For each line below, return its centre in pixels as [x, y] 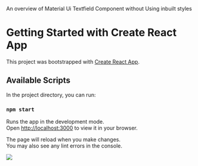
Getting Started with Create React [92, 33]
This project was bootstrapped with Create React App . [73, 61]
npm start [20, 109]
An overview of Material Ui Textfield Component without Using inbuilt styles [99, 9]
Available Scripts [38, 81]
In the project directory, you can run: [51, 95]
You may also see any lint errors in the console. [64, 146]
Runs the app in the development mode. [55, 122]
